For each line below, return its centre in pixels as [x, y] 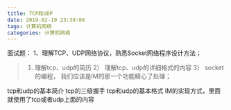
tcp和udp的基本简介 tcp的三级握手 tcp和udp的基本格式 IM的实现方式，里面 [114, 91]
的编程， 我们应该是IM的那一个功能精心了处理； [103, 76]
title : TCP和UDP [30, 13]
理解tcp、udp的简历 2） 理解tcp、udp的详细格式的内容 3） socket [129, 68]
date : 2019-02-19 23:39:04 [46, 20]
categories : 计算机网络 [39, 33]
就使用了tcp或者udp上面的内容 [51, 100]
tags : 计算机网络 [29, 26]
